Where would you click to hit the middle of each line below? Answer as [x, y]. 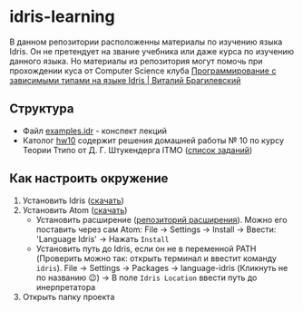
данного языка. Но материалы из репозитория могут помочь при [136, 61]
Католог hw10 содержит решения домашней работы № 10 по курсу [153, 140]
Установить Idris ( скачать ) [73, 200]
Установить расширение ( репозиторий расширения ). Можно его [161, 219]
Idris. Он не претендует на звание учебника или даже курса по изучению [152, 51]
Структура [42, 109]
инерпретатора [66, 287]
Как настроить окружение [89, 179]
